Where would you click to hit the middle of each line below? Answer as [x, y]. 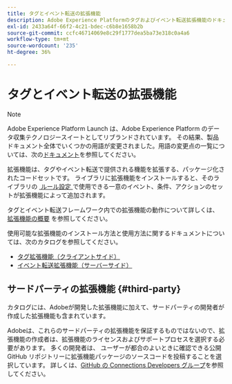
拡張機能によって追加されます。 [64, 195]
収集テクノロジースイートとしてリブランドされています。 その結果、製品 [116, 137]
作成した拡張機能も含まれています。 [58, 316]
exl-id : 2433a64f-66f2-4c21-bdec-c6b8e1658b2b [75, 26]
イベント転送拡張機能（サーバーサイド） [75, 265]
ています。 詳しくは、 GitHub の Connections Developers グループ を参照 [121, 365]
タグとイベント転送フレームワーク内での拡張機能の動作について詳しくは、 [113, 210]
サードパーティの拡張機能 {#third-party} [94, 289]
